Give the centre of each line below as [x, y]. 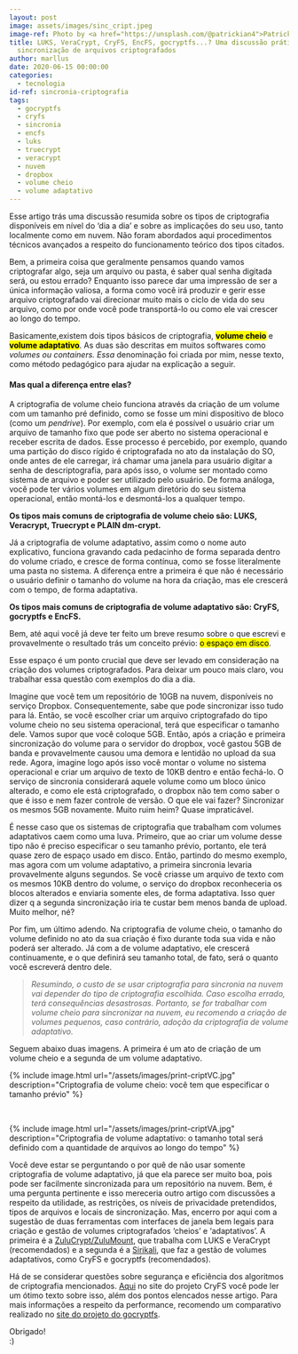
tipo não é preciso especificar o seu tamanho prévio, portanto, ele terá [138, 846]
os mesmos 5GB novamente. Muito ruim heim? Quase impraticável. [132, 810]
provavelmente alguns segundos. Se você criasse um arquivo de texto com [146, 874]
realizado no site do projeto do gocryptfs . [85, 1314]
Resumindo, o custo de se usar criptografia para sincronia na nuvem [157, 984]
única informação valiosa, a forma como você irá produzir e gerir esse [137, 290]
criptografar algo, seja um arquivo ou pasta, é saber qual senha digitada [141, 271]
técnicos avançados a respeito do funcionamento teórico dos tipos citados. [147, 244]
